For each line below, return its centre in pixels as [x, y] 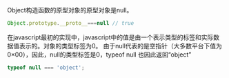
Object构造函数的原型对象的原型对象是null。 [70, 10]
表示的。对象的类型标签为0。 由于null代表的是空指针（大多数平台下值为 [121, 46]
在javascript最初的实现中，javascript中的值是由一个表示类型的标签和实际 [110, 37]
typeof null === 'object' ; [46, 68]
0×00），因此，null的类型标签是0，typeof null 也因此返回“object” [99, 55]
